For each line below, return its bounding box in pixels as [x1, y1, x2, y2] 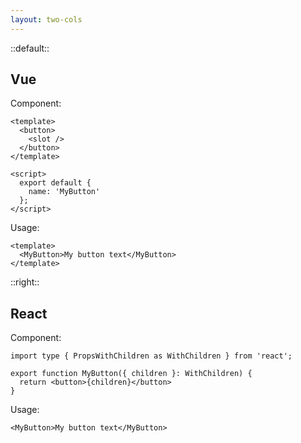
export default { [19, 178, 92, 188]
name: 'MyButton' [28, 187, 101, 197]
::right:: [10, 276, 40, 288]
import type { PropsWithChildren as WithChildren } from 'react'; [10, 351, 293, 361]
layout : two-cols [10, 14, 83, 25]
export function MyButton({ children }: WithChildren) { [10, 369, 253, 379]
